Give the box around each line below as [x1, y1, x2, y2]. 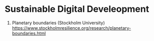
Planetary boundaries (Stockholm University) [12, 20, 105, 26]
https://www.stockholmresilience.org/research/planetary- [12, 25, 131, 31]
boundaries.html [12, 30, 46, 36]
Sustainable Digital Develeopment [5, 3, 149, 15]
